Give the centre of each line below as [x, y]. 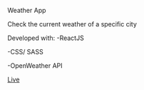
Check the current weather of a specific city [72, 24]
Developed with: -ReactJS [46, 38]
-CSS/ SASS [26, 52]
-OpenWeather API [35, 66]
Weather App [27, 10]
